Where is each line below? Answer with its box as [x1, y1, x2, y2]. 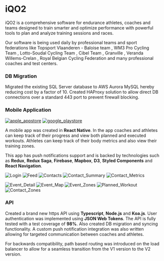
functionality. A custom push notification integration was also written [5, 226, 144, 232]
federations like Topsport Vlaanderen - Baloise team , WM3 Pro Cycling [5, 45, 150, 51]
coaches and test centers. [5, 60, 58, 66]
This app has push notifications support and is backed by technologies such [5, 152, 160, 158]
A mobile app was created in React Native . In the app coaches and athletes [5, 127, 158, 133]
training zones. [5, 143, 35, 149]
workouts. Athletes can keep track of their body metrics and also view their [5, 137, 157, 143]
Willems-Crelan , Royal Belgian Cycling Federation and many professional [5, 55, 154, 61]
